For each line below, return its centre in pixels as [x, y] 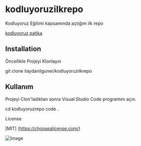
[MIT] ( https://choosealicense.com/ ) [43, 128]
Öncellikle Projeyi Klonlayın [33, 61]
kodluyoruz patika [24, 33]
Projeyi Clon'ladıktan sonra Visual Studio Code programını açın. [71, 99]
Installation [23, 49]
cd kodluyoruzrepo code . [32, 109]
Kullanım [19, 87]
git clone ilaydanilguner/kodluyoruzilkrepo [49, 71]
